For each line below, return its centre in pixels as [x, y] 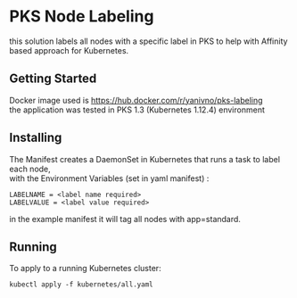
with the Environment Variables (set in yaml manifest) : [109, 178]
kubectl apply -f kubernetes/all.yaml [81, 285]
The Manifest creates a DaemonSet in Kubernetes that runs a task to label [145, 159]
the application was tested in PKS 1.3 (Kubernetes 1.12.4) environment [137, 110]
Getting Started [53, 79]
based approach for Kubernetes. [69, 50]
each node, [30, 169]
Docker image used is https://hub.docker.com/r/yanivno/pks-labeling [136, 100]
